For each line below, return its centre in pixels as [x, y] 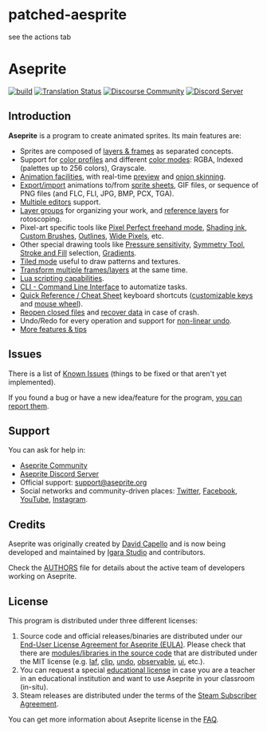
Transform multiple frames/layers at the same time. [104, 270]
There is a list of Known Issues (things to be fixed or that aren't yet [118, 374]
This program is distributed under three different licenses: [103, 620]
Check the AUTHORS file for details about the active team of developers [127, 568]
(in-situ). [34, 686]
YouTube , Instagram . [54, 500]
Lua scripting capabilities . [62, 278]
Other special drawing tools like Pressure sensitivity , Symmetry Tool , [132, 244]
